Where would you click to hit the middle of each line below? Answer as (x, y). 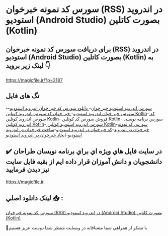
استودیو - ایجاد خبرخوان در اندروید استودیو (44, 135)
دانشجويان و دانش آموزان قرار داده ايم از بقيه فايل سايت (84, 162)
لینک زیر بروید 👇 (28, 66)
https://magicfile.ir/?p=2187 (34, 80)
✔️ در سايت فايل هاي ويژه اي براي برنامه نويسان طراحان (84, 151)
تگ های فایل (23, 96)
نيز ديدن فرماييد (27, 170)
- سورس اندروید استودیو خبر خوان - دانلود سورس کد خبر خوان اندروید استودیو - (79, 108)
